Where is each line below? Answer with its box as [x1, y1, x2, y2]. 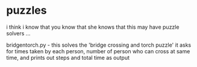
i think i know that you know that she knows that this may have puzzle [6, 23, 180, 31]
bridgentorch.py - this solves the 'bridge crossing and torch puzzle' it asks [6, 41, 192, 48]
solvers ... [6, 29, 31, 36]
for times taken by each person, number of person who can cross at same [6, 47, 190, 54]
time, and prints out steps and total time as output [6, 54, 130, 61]
